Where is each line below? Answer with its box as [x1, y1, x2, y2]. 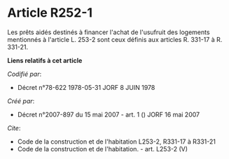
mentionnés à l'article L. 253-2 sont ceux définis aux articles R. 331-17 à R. [7, 35, 223, 43]
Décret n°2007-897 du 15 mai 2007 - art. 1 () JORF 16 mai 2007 [17, 110, 200, 119]
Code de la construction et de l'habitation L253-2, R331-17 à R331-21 [17, 137, 216, 146]
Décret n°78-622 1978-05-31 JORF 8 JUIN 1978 [17, 83, 155, 91]
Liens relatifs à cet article [7, 56, 83, 64]
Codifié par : [7, 70, 42, 78]
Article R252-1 [7, 5, 93, 21]
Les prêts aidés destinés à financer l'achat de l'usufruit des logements [7, 28, 210, 36]
